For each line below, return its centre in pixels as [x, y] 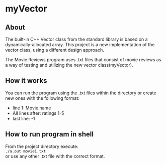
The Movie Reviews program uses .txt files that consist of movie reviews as [83, 60]
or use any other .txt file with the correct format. [55, 156]
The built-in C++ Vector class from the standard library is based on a [76, 39]
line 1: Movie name [32, 108]
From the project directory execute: [42, 146]
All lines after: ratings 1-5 [38, 113]
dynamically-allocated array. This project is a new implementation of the [80, 45]
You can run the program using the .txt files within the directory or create [81, 93]
